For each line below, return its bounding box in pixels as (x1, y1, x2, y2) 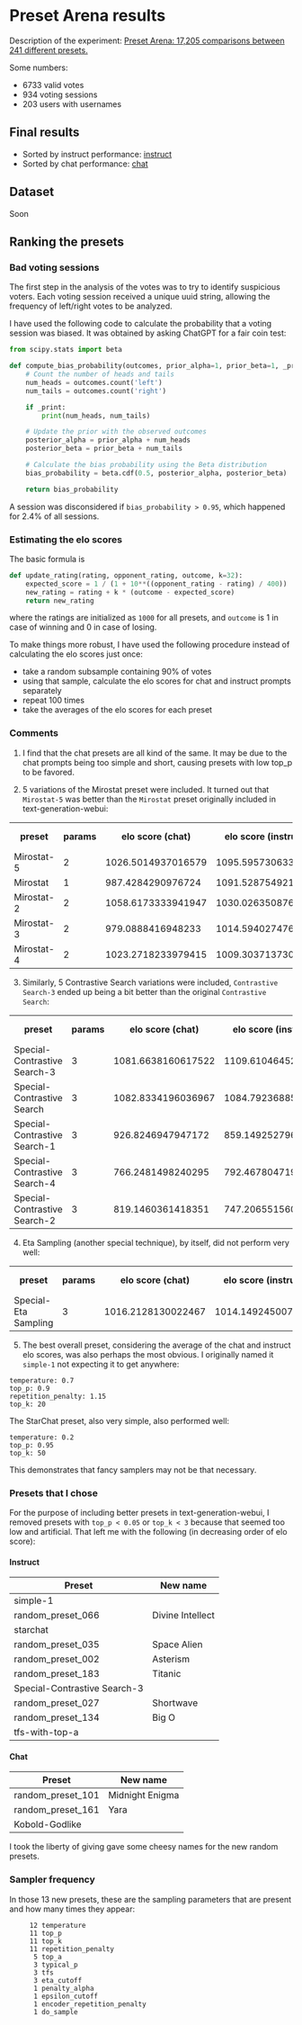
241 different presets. (9, 44, 88, 55)
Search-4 (13, 1177, 56, 1189)
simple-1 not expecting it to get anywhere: (22, 1358, 180, 1369)
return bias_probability (25, 485, 119, 494)
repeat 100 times (22, 694, 85, 706)
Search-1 (13, 1140, 56, 1152)
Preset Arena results (9, 5, 166, 26)
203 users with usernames (22, 98, 122, 109)
